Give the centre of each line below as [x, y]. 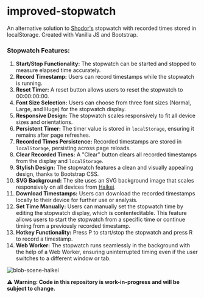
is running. [29, 83]
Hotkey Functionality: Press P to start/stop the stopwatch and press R [104, 233]
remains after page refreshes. [53, 135]
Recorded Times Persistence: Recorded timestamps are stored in [99, 142]
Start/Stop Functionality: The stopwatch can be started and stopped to [106, 64]
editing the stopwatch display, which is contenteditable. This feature [101, 213]
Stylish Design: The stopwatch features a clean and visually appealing [104, 168]
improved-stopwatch [62, 11]
